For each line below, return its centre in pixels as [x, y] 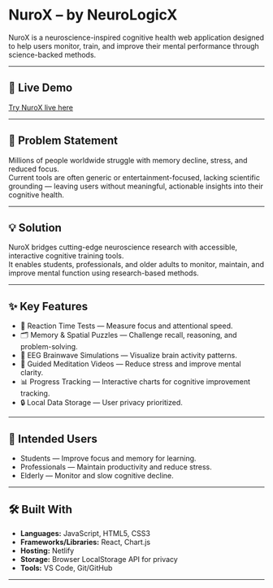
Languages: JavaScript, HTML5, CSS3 [85, 533]
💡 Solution [35, 228]
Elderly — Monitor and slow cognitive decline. [97, 476]
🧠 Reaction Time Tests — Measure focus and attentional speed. [126, 326]
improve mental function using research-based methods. [104, 273]
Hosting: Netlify [47, 551]
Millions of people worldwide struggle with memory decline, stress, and [128, 160]
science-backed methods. [52, 54]
